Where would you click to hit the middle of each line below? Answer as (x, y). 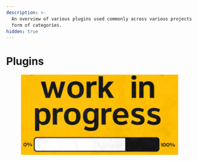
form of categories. (37, 25)
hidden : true (22, 31)
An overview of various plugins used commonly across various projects (102, 19)
